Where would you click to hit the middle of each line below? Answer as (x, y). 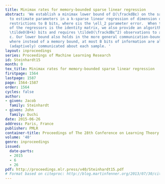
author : (13, 96)
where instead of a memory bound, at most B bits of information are (82, 42)
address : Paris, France (29, 124)
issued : (13, 147)
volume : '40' (18, 137)
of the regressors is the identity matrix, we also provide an (75, 28)
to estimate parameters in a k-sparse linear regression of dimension (83, 19)
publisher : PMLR (22, 128)
